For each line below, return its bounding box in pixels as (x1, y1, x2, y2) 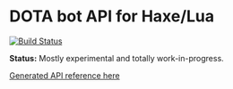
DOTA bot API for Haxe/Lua (9, 6, 215, 27)
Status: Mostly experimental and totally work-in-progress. (9, 53, 224, 63)
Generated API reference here (9, 69, 120, 81)
